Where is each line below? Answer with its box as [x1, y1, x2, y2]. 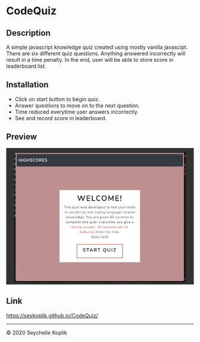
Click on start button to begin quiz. [14, 95, 100, 102]
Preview [6, 132, 37, 142]
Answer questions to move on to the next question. [14, 102, 140, 109]
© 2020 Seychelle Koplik [6, 329, 67, 336]
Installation [6, 80, 49, 90]
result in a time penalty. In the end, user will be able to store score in [6, 57, 174, 63]
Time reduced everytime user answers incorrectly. [14, 108, 139, 115]
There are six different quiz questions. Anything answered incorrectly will [6, 50, 186, 57]
